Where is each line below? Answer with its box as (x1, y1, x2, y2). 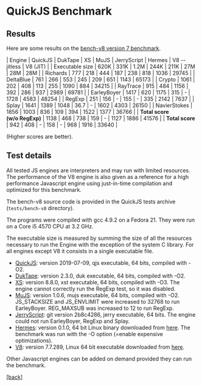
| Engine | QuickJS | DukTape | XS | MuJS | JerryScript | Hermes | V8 (6, 57, 179, 63)
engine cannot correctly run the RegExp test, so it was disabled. (15, 285, 176, 292)
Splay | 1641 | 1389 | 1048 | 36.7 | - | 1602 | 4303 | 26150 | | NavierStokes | (6, 102, 193, 109)
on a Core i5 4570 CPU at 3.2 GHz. (6, 222, 94, 230)
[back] (6, 373, 23, 381)
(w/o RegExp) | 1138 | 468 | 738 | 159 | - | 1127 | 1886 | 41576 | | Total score (6, 114, 196, 122)
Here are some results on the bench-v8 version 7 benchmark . (6, 44, 161, 52)
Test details (6, 150, 52, 161)
